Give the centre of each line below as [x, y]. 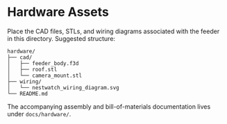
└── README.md [28, 94]
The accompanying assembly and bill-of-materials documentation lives [109, 106]
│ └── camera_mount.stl [44, 76]
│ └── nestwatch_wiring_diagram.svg [63, 87]
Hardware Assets [58, 12]
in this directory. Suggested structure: [61, 38]
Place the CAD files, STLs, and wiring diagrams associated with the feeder [113, 31]
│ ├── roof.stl [32, 69]
